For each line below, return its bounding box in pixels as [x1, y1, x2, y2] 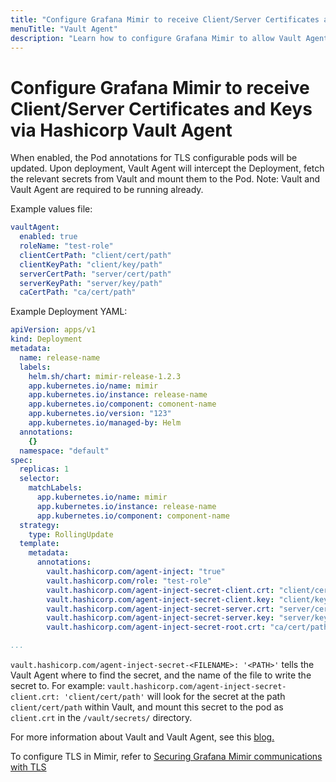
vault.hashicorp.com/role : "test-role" [46, 576, 213, 586]
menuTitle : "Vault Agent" [10, 24, 118, 34]
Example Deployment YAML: [10, 306, 128, 318]
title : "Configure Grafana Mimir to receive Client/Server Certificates [10, 14, 320, 25]
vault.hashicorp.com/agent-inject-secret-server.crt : [46, 604, 275, 614]
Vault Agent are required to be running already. [10, 184, 204, 196]
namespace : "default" [19, 446, 110, 456]
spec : [10, 455, 33, 465]
